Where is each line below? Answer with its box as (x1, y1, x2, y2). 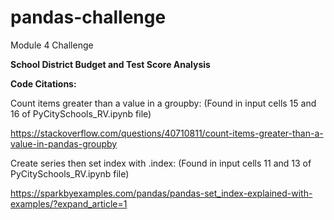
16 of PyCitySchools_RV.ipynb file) (10, 107, 152, 120)
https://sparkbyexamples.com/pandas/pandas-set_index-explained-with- (10, 187, 313, 199)
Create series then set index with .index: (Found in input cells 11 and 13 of (10, 157, 312, 169)
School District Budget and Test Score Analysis (10, 58, 211, 70)
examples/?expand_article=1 (10, 197, 128, 210)
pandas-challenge (10, 6, 167, 29)
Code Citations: (10, 77, 77, 90)
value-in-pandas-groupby (10, 137, 118, 150)
